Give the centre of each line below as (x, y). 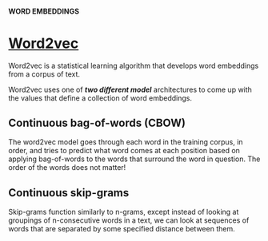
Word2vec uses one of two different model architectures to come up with (130, 89)
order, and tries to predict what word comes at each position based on (124, 151)
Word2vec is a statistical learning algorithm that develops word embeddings (134, 65)
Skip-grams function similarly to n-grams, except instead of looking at (124, 212)
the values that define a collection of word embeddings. (100, 98)
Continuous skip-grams (69, 193)
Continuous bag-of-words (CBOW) (97, 122)
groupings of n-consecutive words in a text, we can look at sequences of (129, 220)
